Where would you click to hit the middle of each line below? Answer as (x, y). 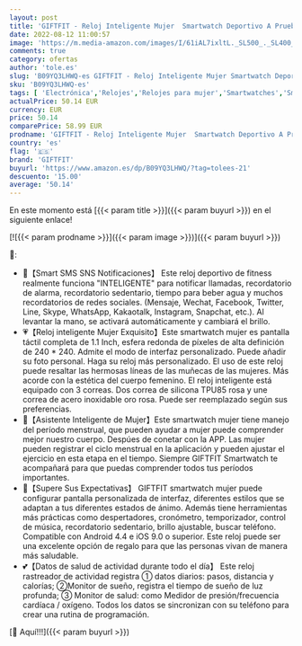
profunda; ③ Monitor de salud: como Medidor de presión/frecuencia (151, 596)
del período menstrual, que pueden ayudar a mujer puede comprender (153, 430)
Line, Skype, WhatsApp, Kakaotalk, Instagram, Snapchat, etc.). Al (143, 312)
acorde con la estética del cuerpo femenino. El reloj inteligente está (147, 381)
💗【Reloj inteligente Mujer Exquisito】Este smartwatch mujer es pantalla (156, 332)
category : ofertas (44, 59)
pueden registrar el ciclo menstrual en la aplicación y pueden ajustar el (153, 449)
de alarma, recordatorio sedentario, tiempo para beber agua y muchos (152, 293)
